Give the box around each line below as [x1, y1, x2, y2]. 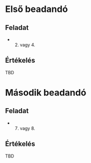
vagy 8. [19, 125, 36, 131]
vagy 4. [19, 42, 36, 48]
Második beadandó [5, 87, 87, 98]
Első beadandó [5, 3, 68, 15]
